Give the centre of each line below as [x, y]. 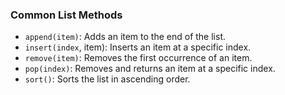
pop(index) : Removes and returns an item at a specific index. [150, 69]
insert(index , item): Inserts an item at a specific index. [138, 47]
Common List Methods [66, 15]
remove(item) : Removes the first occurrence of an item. [138, 58]
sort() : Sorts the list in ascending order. [107, 79]
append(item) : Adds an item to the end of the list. [125, 37]
